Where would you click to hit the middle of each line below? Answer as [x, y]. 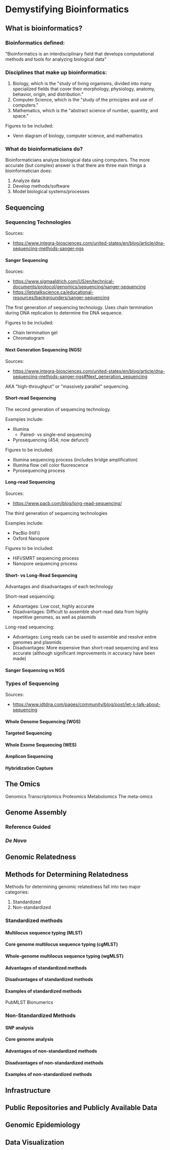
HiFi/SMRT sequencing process [46, 558]
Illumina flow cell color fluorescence [50, 465]
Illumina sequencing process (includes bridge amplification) [75, 459]
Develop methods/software [41, 186]
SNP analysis [20, 1028]
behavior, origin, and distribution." [48, 94]
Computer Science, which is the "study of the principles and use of [83, 100]
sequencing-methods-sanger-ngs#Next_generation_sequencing [80, 376]
